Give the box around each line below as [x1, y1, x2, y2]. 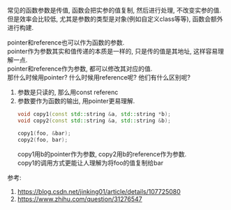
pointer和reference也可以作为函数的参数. [7, 38, 125, 47]
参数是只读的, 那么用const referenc [17, 88, 119, 96]
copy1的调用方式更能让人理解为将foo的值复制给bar [17, 158, 164, 167]
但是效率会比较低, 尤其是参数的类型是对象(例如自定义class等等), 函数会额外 [7, 15, 223, 23]
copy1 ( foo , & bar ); [17, 130, 71, 137]
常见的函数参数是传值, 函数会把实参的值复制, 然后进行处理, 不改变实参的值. [7, 6, 221, 14]
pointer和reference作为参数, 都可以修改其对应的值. [7, 65, 153, 73]
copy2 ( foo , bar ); [17, 136, 68, 143]
